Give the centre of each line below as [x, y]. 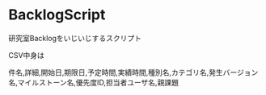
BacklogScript [57, 15]
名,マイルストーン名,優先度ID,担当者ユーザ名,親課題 [94, 82]
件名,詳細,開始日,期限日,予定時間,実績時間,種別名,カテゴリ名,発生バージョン [133, 72]
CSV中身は [26, 55]
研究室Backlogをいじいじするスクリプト [75, 38]
